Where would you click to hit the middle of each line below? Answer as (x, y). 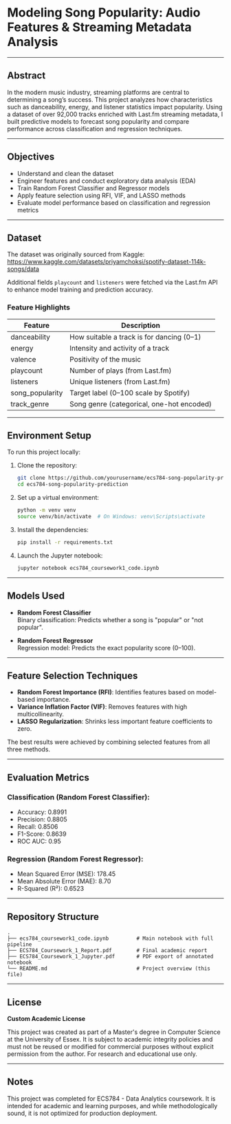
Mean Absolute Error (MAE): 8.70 (64, 881)
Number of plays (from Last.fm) (121, 371)
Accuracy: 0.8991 (42, 812)
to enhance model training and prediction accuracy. (80, 289)
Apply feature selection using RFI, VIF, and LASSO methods (101, 195)
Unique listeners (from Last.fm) (120, 382)
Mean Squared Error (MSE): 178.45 (66, 874)
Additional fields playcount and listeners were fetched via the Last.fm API (112, 283)
